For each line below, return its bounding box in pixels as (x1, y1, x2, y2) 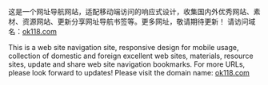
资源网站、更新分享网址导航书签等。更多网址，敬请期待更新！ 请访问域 (22, 17, 256, 26)
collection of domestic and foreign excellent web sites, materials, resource (8, 51, 254, 60)
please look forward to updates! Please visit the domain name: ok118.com (8, 68, 250, 77)
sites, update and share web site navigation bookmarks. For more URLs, (8, 60, 246, 69)
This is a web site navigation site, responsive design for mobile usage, (8, 43, 239, 52)
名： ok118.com (8, 27, 58, 36)
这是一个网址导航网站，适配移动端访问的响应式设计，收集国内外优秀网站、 (8, 7, 254, 16)
